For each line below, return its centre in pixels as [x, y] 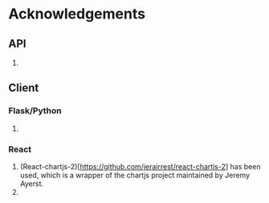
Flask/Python [35, 111]
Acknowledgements [77, 14]
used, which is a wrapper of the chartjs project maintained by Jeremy [135, 175]
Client [24, 88]
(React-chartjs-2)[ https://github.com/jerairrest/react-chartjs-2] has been [140, 166]
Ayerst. [32, 183]
